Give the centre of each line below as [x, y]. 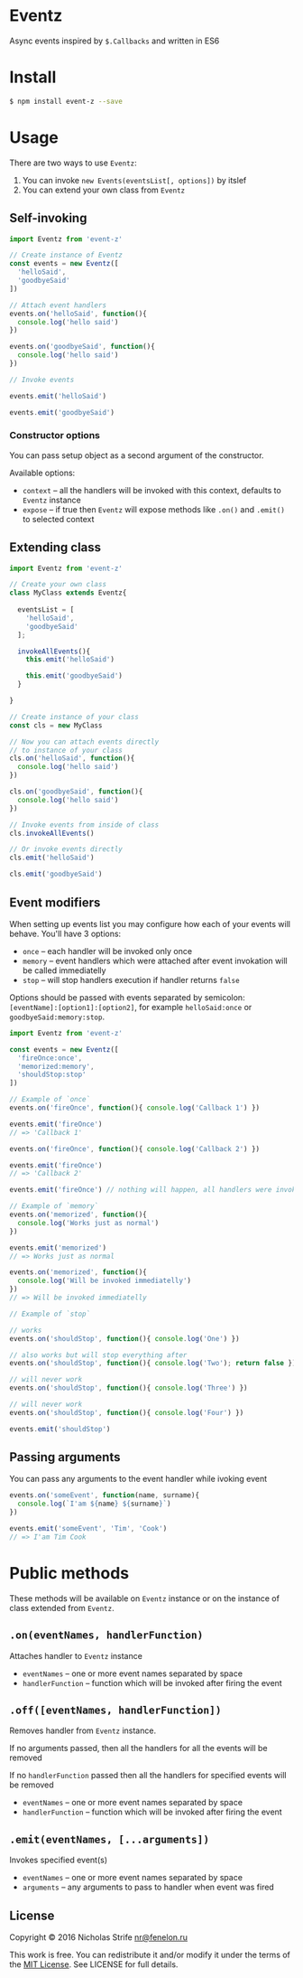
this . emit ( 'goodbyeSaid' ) [74, 676]
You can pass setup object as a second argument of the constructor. [137, 455]
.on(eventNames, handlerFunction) [106, 1635]
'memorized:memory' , [56, 1066]
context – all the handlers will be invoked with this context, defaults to [151, 490]
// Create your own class [58, 585]
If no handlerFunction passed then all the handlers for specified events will [148, 1776]
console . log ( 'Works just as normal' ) [88, 1223]
